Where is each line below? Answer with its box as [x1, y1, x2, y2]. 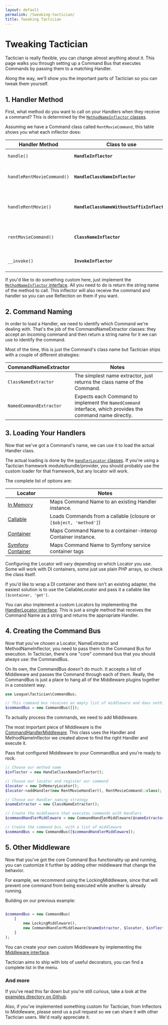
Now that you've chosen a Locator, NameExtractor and [5, 640, 118, 646]
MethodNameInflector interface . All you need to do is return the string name [5, 282, 159, 288]
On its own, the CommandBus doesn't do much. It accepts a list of [5, 666, 141, 672]
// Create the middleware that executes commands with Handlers [5, 811, 142, 816]
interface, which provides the [74, 405, 143, 412]
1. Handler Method [5, 95, 63, 104]
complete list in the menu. [5, 964, 58, 970]
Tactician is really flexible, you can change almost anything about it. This [5, 55, 155, 61]
